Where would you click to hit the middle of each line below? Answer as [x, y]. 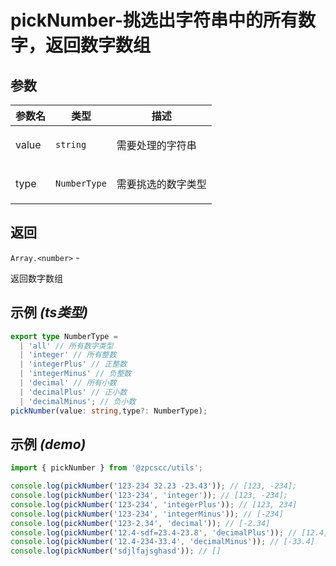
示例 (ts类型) [49, 312]
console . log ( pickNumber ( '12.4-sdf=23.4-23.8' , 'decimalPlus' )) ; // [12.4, [169, 532]
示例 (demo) [48, 444]
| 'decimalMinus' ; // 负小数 [78, 401]
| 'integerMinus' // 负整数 [75, 374]
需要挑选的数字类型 [161, 184]
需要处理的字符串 [156, 145]
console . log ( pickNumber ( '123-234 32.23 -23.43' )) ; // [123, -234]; [154, 486]
